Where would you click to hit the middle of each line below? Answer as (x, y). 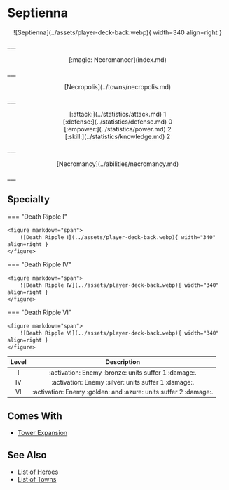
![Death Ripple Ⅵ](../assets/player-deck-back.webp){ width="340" (119, 333)
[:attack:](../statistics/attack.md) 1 (118, 114)
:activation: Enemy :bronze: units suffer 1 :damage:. (123, 372)
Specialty (29, 199)
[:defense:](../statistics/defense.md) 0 (118, 122)
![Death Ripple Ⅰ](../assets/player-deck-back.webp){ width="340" (118, 237)
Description (123, 362)
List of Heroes (38, 472)
